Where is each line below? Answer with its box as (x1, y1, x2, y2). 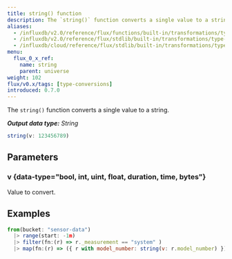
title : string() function (7, 10, 81, 17)
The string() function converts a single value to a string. (7, 106, 170, 114)
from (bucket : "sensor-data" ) (7, 226, 91, 233)
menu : (7, 49, 23, 56)
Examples (7, 208, 50, 220)
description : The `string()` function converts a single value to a (7, 17, 209, 23)
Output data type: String (7, 119, 79, 127)
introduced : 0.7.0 (7, 87, 60, 94)
